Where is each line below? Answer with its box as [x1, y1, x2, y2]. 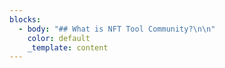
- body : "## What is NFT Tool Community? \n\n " [18, 24, 216, 34]
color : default [27, 33, 91, 43]
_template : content [27, 42, 109, 53]
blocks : [9, 14, 42, 25]
